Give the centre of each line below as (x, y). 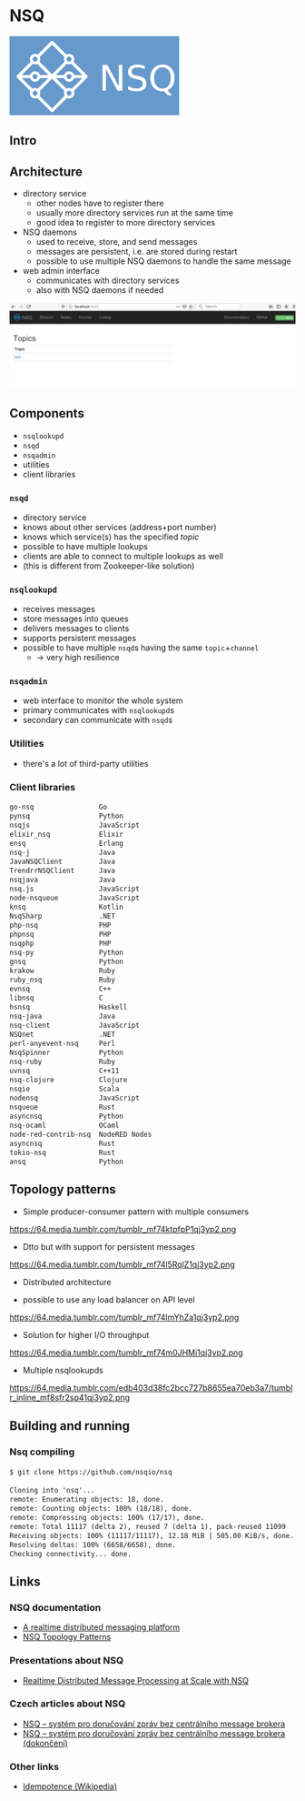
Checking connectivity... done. (70, 1554)
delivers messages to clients (76, 629)
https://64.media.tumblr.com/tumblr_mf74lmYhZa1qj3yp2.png (124, 1317)
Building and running (69, 1426)
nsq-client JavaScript (75, 1026)
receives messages (59, 609)
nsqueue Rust (63, 1107)
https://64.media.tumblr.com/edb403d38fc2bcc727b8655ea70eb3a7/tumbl (151, 1387)
